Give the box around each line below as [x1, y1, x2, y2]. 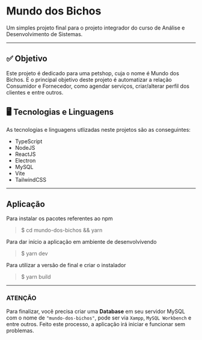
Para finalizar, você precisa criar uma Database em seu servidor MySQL [6, 308, 185, 315]
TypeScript [14, 137, 43, 145]
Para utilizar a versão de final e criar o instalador [6, 262, 126, 269]
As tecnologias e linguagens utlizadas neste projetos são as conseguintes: [6, 126, 191, 133]
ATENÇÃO [6, 294, 37, 302]
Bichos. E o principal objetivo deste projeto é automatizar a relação [6, 76, 173, 83]
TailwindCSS [14, 176, 47, 183]
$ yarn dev [20, 250, 48, 257]
